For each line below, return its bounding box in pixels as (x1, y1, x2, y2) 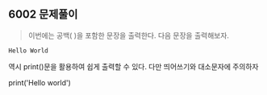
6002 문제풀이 (8, 7, 78, 22)
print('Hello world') (8, 77, 71, 87)
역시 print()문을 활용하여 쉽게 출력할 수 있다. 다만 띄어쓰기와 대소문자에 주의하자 (8, 61, 260, 71)
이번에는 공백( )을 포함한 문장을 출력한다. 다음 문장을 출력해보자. (27, 31, 230, 40)
